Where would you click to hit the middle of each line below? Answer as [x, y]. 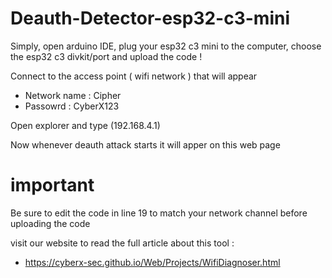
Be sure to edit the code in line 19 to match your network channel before [159, 213]
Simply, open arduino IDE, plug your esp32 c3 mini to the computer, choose [166, 46]
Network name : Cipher [73, 95]
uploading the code [50, 223]
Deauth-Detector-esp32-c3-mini [150, 18]
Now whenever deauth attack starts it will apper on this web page [145, 144]
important [52, 185]
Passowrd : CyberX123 [72, 106]
